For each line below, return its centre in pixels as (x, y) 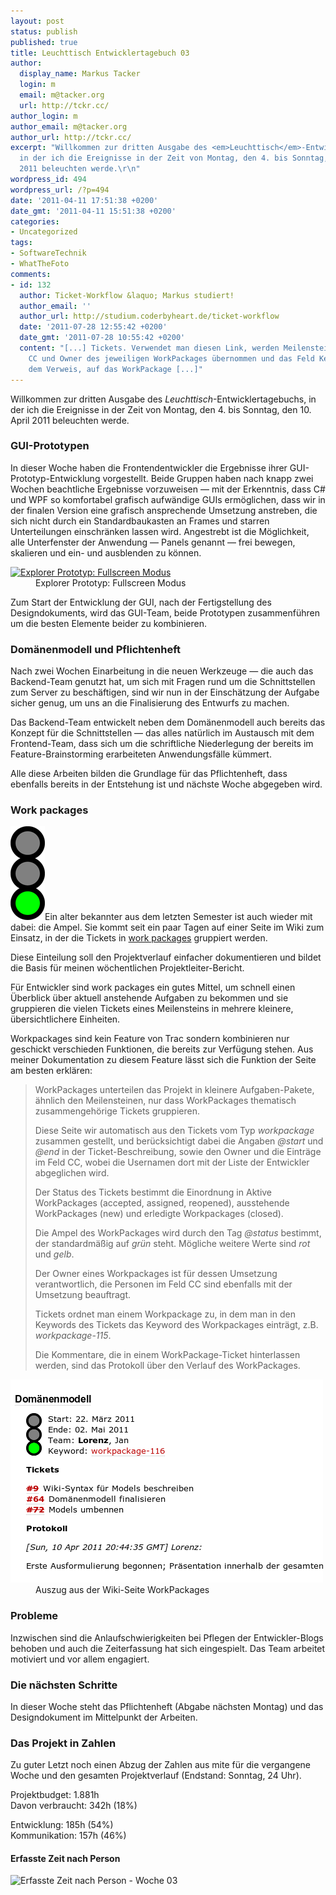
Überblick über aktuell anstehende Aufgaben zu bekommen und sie (149, 998)
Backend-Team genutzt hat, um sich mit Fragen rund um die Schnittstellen (163, 682)
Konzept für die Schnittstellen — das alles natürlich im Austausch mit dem (162, 733)
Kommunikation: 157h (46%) (68, 1836)
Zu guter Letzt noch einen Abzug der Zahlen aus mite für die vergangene (160, 1765)
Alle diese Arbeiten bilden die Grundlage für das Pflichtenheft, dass (149, 774)
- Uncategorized (44, 232)
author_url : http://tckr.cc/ (71, 137)
